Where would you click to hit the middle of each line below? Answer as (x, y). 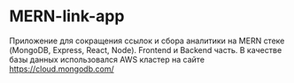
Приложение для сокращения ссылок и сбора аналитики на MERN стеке (147, 41)
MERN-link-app (67, 16)
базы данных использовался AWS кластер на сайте (107, 59)
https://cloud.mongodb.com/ (62, 69)
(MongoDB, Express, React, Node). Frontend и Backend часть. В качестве (146, 49)
